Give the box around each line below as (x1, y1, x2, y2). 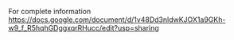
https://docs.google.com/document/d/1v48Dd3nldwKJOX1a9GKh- (8, 15, 226, 24)
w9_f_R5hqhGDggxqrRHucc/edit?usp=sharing (8, 24, 159, 32)
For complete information (8, 7, 92, 16)
